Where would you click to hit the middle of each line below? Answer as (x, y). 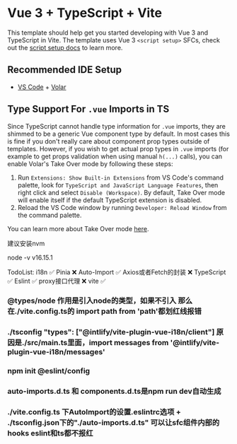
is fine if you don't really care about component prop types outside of (109, 141)
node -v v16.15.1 (30, 257)
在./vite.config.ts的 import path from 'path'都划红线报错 (104, 311)
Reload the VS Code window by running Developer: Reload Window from (122, 207)
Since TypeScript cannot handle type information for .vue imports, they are (117, 126)
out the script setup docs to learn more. (65, 47)
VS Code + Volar (42, 87)
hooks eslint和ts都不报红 (50, 433)
